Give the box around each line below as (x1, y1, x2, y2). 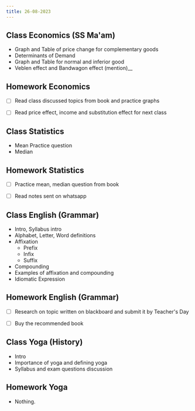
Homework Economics (6, 82, 91, 92)
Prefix (23, 244, 38, 251)
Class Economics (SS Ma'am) (6, 31, 115, 41)
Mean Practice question (14, 142, 72, 149)
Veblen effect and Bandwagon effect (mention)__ (14, 65, 133, 72)
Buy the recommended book (14, 319, 84, 326)
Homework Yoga (6, 382, 68, 392)
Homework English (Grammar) (6, 292, 119, 302)
